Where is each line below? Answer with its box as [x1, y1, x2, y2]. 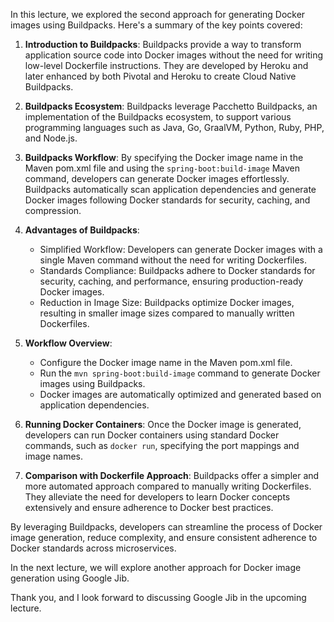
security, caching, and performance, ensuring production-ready [39, 275, 304, 287]
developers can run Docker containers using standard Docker [24, 429, 280, 441]
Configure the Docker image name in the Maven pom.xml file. [39, 357, 293, 368]
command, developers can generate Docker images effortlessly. [24, 173, 290, 184]
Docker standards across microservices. [10, 542, 177, 554]
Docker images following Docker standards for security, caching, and [24, 194, 311, 206]
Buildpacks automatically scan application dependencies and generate [24, 184, 317, 195]
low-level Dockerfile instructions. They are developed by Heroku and [24, 60, 309, 71]
